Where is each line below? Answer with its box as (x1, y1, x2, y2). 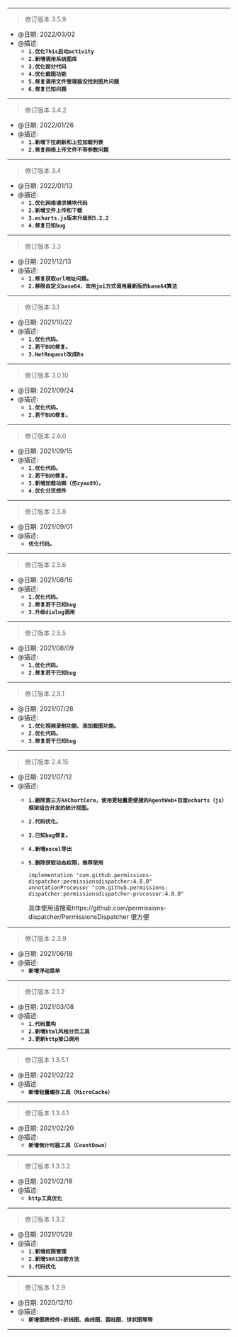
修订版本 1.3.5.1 (24, 1056, 69, 1064)
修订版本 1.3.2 (24, 1215, 65, 1223)
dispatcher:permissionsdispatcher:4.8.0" (28, 878, 152, 885)
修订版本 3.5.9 (24, 15, 67, 23)
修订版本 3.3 (24, 242, 62, 250)
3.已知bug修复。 (28, 832, 71, 839)
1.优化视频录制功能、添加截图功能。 (28, 723, 120, 730)
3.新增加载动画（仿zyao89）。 (28, 480, 104, 487)
